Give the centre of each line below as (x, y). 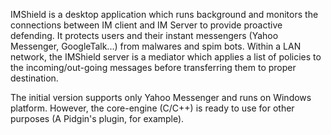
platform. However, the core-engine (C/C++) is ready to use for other (152, 108)
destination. (34, 78)
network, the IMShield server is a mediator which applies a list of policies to (166, 57)
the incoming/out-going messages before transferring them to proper (153, 67)
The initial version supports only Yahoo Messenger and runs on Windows (161, 97)
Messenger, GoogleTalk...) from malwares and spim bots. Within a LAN (156, 46)
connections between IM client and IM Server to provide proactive (146, 25)
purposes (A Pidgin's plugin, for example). (97, 118)
